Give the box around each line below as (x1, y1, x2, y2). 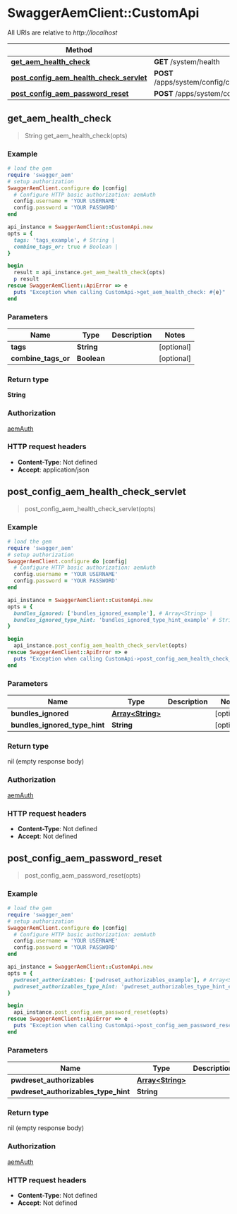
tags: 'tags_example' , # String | (13, 236, 115, 244)
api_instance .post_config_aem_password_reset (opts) (13, 1009, 169, 1016)
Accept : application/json (17, 465, 90, 474)
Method (66, 44, 93, 54)
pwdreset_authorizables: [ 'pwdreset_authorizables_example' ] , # (13, 976, 207, 983)
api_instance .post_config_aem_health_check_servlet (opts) (13, 642, 188, 649)
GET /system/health (154, 56, 220, 66)
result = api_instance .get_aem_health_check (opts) (13, 269, 166, 276)
